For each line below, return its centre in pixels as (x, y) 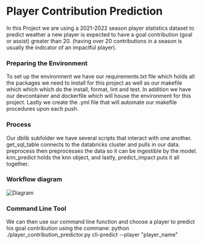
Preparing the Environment (47, 63)
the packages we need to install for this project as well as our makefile (94, 83)
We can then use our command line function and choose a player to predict (101, 222)
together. (18, 164)
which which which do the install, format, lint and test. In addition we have (99, 89)
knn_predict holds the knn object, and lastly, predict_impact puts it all (93, 157)
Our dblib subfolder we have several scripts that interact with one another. (99, 138)
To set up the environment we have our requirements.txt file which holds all (101, 77)
